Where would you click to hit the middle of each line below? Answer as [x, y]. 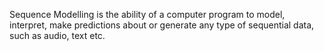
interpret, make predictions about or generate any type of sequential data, [162, 25]
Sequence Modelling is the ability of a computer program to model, [147, 14]
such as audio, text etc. [57, 35]
